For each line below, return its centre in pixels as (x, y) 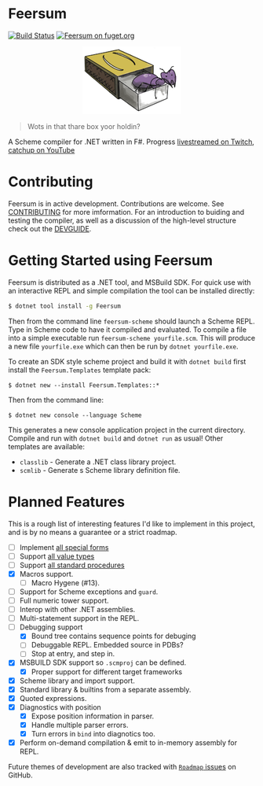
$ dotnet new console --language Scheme (75, 415)
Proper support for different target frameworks (107, 672)
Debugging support (51, 627)
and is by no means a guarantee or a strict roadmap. (93, 532)
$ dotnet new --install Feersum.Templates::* (84, 385)
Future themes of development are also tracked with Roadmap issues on (122, 767)
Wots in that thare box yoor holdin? (84, 126)
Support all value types (57, 556)
